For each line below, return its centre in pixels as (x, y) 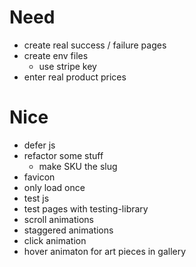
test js (36, 198)
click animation (55, 240)
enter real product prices (75, 77)
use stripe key (67, 66)
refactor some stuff (63, 155)
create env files (56, 55)
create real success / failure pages (95, 45)
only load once (54, 187)
